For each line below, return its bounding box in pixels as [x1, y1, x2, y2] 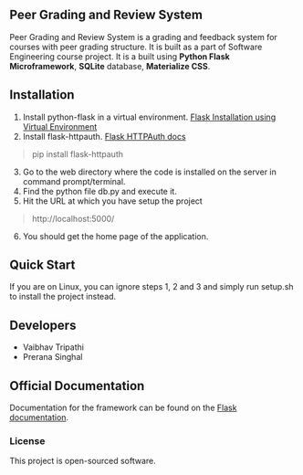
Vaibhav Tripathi [22, 342, 85, 353]
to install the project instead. [9, 291, 117, 302]
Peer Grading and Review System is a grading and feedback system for [9, 31, 278, 42]
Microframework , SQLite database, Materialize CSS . [9, 60, 211, 71]
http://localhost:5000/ [31, 213, 115, 224]
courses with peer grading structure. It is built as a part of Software [9, 41, 263, 52]
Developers [9, 317, 77, 332]
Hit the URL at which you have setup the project [22, 195, 203, 206]
